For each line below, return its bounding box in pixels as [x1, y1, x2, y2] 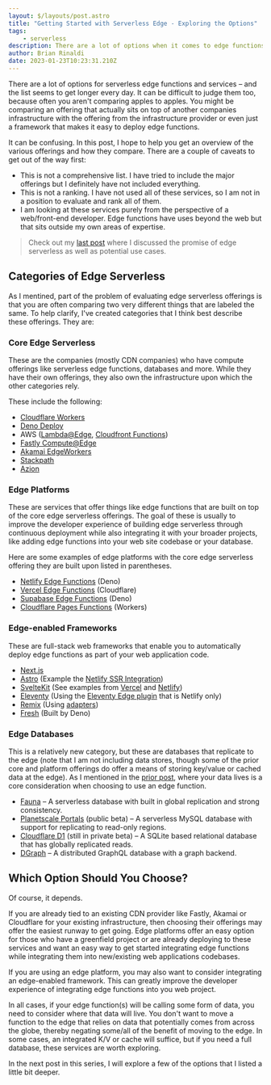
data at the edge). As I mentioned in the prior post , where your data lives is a [8, 772, 263, 782]
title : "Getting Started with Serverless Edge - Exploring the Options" [8, 19, 258, 27]
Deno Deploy [19, 421, 64, 431]
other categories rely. [8, 381, 80, 390]
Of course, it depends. [8, 893, 83, 902]
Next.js [19, 665, 44, 675]
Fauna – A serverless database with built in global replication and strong [19, 797, 260, 806]
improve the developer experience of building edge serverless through [8, 519, 244, 529]
